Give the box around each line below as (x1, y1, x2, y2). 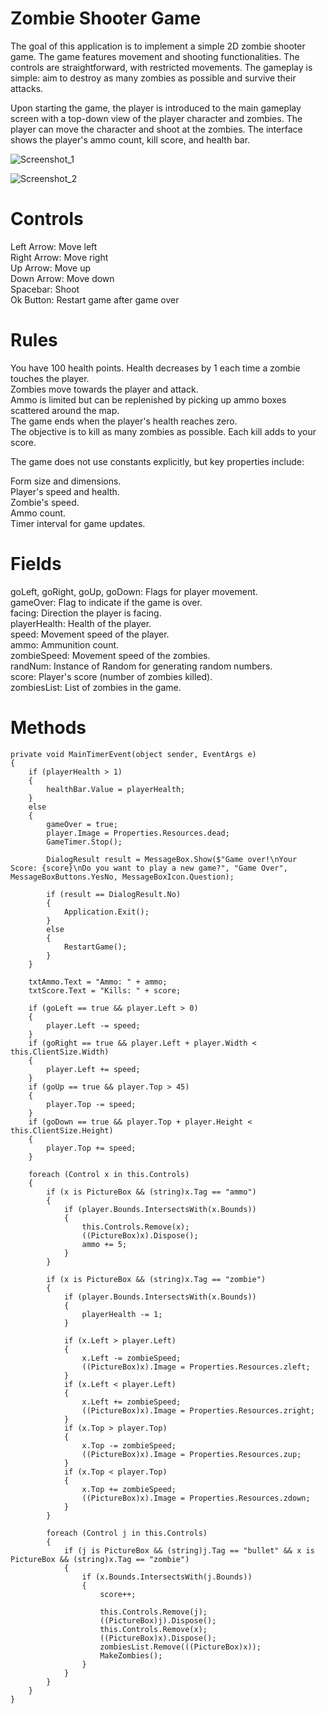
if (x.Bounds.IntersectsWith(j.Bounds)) (81, 1572, 253, 1582)
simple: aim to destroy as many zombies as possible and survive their (10, 72, 297, 84)
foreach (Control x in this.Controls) (28, 1169, 190, 1179)
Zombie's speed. (10, 496, 80, 508)
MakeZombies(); (99, 1650, 163, 1661)
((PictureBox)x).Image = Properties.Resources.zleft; (81, 1362, 311, 1372)
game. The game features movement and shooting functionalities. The (10, 50, 300, 62)
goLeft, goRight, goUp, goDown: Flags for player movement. (10, 585, 258, 597)
